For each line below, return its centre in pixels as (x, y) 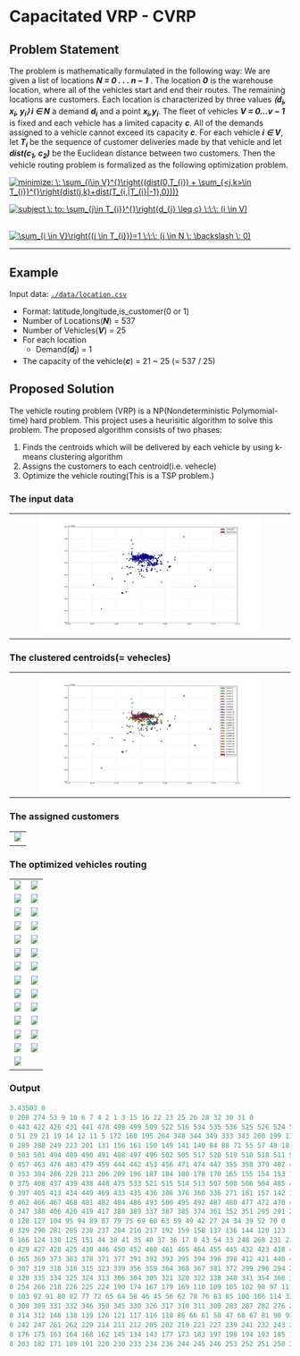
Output (25, 1089)
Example (34, 272)
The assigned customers (64, 817)
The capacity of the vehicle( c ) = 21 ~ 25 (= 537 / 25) (119, 360)
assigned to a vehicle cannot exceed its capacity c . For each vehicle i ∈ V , (146, 132)
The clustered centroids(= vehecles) (90, 657)
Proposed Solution (62, 390)
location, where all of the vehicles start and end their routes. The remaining (147, 90)
